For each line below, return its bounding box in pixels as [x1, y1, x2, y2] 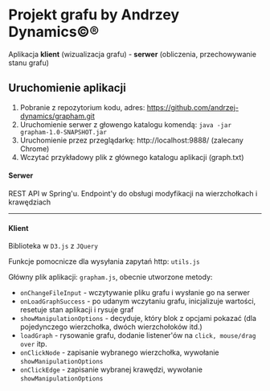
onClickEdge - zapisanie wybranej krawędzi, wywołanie [19, 364, 203, 375]
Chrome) [19, 143, 50, 154]
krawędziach [8, 197, 51, 207]
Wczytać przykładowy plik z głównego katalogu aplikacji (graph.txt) [19, 152, 244, 162]
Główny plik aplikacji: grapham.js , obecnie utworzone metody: [8, 272, 213, 282]
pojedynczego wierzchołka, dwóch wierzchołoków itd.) [19, 322, 202, 331]
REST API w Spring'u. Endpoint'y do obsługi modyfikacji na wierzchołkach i [8, 188, 258, 198]
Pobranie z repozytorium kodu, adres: [19, 102, 145, 112]
